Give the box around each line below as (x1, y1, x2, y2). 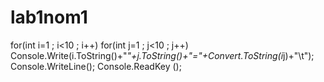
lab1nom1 (10, 6, 88, 29)
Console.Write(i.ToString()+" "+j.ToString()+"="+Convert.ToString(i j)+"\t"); (10, 49, 315, 61)
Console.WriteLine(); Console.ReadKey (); (10, 60, 182, 72)
